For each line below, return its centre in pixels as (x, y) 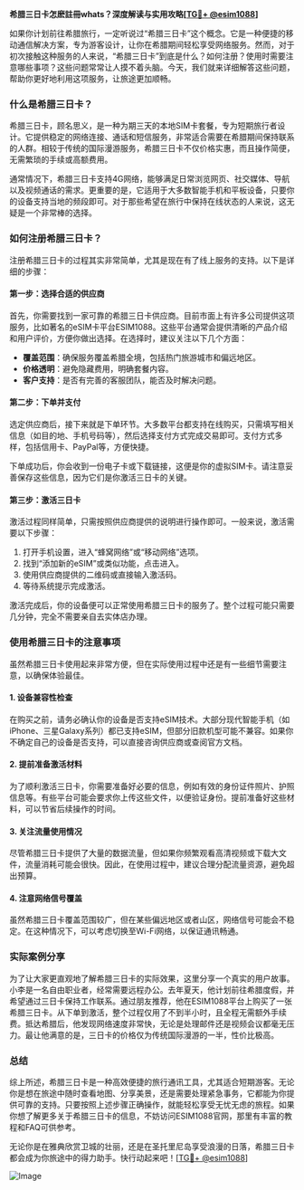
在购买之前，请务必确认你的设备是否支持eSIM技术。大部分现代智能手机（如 (150, 719)
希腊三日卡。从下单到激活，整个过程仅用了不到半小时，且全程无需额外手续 (148, 1012)
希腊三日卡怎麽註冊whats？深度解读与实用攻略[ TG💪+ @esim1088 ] (134, 14)
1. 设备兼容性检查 (41, 698)
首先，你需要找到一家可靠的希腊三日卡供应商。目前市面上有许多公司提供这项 (152, 315)
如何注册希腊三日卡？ (56, 239)
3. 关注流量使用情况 (46, 831)
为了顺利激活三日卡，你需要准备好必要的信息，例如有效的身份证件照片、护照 (152, 785)
